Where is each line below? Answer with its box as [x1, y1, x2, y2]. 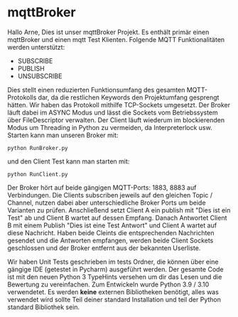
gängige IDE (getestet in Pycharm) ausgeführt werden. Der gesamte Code [7, 264, 224, 274]
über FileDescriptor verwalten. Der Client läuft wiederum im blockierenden [7, 115, 225, 124]
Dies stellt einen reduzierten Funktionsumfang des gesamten [7, 85, 185, 94]
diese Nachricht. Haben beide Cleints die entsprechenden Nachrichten [7, 228, 215, 237]
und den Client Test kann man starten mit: [7, 157, 130, 166]
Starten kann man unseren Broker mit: [7, 131, 119, 139]
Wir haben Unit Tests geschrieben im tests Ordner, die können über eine [7, 257, 219, 266]
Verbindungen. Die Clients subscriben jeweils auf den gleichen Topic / [7, 190, 213, 199]
